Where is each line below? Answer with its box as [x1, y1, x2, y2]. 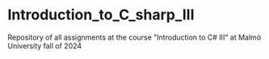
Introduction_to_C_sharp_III [7, 6, 195, 24]
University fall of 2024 [7, 40, 82, 50]
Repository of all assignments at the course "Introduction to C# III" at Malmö [7, 32, 262, 42]
